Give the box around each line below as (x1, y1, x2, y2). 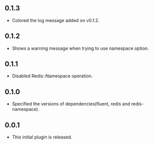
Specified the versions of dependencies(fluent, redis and (12, 101, 130, 107)
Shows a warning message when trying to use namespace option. (12, 45, 149, 51)
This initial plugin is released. (12, 134, 72, 140)
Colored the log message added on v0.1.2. (12, 17, 100, 23)
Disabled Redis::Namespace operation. (12, 73, 93, 79)
